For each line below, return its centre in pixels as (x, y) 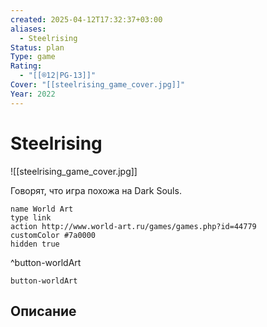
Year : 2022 (33, 94)
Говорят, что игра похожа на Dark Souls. (96, 190)
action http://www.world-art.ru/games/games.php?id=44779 (133, 226)
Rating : (26, 66)
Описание (43, 311)
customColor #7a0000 (53, 235)
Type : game (33, 57)
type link (31, 217)
